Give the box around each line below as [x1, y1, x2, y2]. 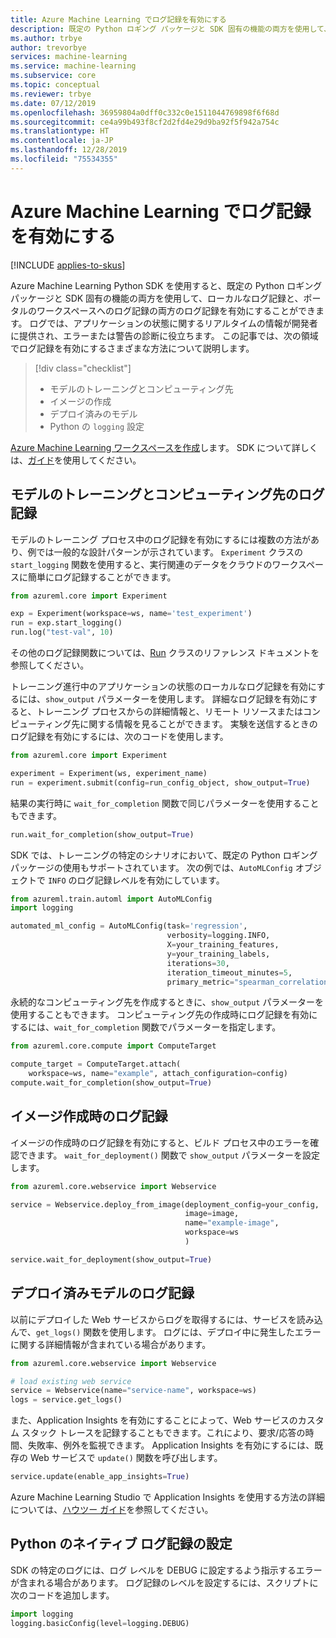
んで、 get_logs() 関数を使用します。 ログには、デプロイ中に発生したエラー [10, 1326, 322, 1338]
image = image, [184, 1209, 240, 1219]
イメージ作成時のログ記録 [10, 1108, 168, 1125]
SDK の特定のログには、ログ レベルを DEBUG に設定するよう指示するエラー [10, 1564, 323, 1576]
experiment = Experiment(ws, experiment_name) [10, 768, 208, 778]
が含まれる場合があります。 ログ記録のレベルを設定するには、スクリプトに [10, 1576, 319, 1588]
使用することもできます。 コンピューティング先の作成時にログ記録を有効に [10, 1009, 318, 1021]
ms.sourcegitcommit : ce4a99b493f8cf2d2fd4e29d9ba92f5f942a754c [10, 117, 280, 127]
